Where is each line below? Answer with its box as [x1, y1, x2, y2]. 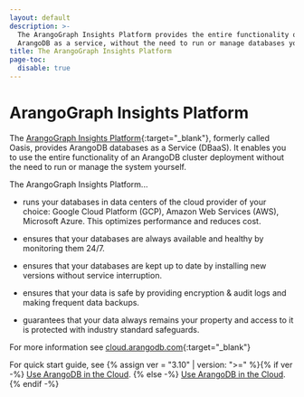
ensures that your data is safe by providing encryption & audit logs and [22, 287, 287, 298]
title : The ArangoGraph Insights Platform [9, 47, 172, 56]
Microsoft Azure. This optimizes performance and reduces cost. [22, 215, 261, 226]
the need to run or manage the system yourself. [9, 161, 187, 172]
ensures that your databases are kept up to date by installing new [22, 260, 267, 271]
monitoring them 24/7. [22, 242, 106, 253]
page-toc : [9, 55, 47, 64]
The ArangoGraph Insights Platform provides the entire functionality [17, 30, 290, 39]
